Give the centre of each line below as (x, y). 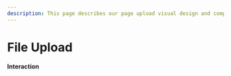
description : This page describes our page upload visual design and (109, 13)
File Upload (40, 47)
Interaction (23, 66)
